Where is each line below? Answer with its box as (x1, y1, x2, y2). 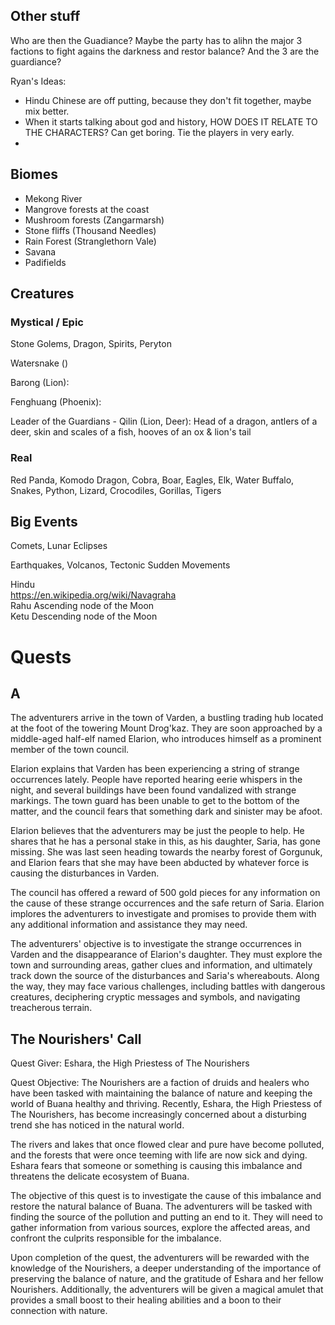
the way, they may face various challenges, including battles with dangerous (10, 980, 326, 993)
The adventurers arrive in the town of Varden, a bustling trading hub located (10, 712, 324, 724)
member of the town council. (10, 744, 130, 756)
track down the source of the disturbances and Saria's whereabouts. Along (10, 970, 320, 982)
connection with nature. (10, 1305, 108, 1317)
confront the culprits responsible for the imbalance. (10, 1232, 222, 1244)
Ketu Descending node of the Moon (10, 610, 158, 623)
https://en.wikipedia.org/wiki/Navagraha (10, 589, 177, 601)
